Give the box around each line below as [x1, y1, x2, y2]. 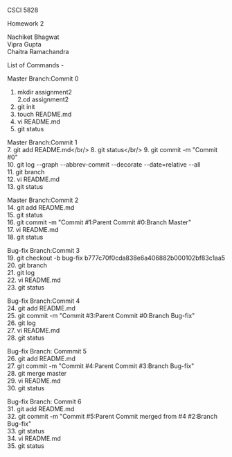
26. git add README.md [7, 354, 76, 363]
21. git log [7, 269, 35, 276]
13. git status [7, 183, 44, 190]
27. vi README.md [7, 326, 60, 334]
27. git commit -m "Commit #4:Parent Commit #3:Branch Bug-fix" [7, 362, 195, 370]
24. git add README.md [7, 304, 76, 312]
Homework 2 [7, 19, 44, 27]
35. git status [7, 442, 45, 450]
